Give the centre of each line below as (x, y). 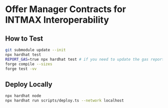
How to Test (24, 38)
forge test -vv (21, 69)
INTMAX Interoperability (57, 20)
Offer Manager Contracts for (66, 9)
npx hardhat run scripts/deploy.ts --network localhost (64, 101)
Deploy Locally (29, 84)
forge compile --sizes (29, 64)
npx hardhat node (23, 96)
